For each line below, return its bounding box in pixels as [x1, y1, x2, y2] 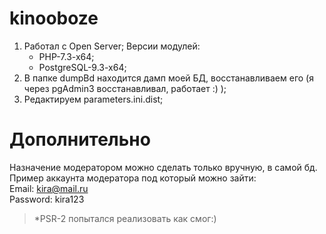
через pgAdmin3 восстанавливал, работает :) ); [23, 82, 227, 94]
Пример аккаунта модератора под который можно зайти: [9, 172, 257, 184]
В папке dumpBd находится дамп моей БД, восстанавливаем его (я [23, 72, 314, 84]
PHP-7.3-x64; [38, 50, 95, 62]
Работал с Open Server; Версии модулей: [23, 40, 201, 52]
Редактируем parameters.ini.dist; [23, 93, 164, 105]
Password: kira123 [9, 193, 85, 205]
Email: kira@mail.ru [9, 182, 89, 194]
